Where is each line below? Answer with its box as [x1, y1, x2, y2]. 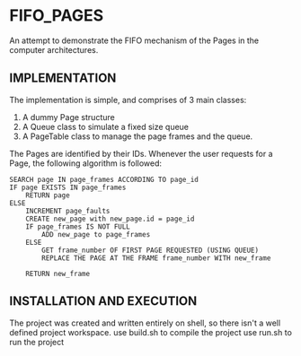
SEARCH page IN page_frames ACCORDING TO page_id [9, 175, 199, 184]
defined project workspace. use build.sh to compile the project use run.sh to [9, 326, 292, 337]
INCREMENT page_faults [25, 206, 111, 215]
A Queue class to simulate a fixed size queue [22, 121, 190, 132]
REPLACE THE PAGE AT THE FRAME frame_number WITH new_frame [41, 253, 271, 263]
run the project [9, 336, 65, 347]
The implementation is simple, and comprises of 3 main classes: [9, 94, 247, 105]
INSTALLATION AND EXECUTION [9, 293, 198, 309]
